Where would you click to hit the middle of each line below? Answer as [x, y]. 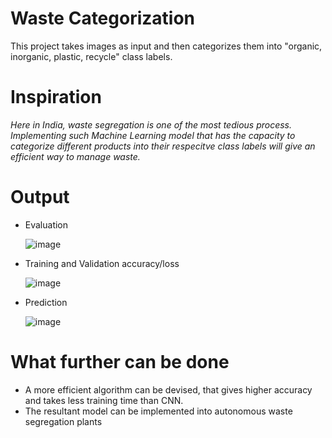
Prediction [46, 302]
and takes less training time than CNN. [104, 400]
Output [40, 197]
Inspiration [56, 97]
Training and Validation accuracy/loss [102, 263]
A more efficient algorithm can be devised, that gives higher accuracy [168, 389]
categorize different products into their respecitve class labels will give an [163, 146]
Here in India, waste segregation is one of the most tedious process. [151, 124]
